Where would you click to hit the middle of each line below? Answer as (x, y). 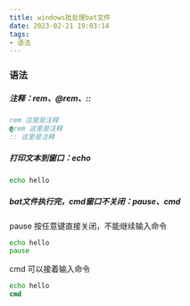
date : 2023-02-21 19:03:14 (59, 26)
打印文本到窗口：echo (50, 158)
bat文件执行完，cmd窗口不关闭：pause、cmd (95, 202)
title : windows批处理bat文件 (60, 17)
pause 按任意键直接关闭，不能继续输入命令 (88, 226)
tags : (19, 34)
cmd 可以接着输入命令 (50, 269)
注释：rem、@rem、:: (50, 98)
